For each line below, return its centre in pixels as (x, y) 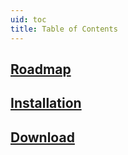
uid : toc (28, 19)
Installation (46, 103)
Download (42, 137)
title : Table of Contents (64, 29)
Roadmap (41, 69)
